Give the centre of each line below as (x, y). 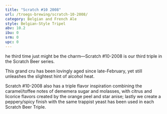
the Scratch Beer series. (30, 61)
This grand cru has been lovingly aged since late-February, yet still (74, 71)
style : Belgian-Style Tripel (35, 24)
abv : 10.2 (15, 28)
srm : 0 (12, 38)
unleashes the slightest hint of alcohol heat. (50, 76)
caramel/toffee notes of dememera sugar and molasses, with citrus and (79, 91)
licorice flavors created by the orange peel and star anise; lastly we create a (83, 96)
